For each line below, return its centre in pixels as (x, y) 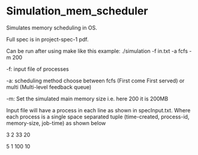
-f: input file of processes (37, 69)
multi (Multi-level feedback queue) (49, 87)
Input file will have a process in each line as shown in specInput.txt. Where (98, 110)
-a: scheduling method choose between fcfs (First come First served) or (95, 81)
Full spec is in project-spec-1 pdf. (47, 39)
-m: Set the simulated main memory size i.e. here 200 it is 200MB (87, 99)
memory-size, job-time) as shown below (56, 123)
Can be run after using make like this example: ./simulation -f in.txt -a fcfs (97, 51)
